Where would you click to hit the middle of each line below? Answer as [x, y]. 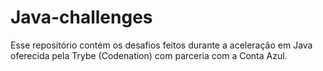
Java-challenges [81, 17]
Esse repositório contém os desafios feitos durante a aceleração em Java [161, 45]
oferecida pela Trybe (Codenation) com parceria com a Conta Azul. [149, 55]
